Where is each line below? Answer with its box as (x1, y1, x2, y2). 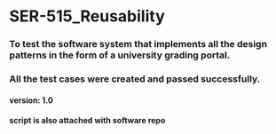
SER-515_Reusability (9, 6, 166, 27)
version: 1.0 (9, 95, 53, 106)
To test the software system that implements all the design (9, 38, 268, 51)
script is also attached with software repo (9, 115, 166, 126)
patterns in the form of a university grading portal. (9, 49, 231, 61)
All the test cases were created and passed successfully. (9, 73, 261, 85)
